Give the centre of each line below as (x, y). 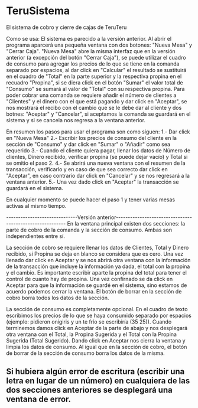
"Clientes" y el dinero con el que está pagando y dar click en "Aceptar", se (97, 101)
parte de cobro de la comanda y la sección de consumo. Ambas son (89, 230)
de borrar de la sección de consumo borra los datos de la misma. (85, 353)
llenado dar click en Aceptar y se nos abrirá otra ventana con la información (98, 260)
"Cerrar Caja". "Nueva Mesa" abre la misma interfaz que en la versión (91, 51)
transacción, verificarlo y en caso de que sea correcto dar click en (87, 169)
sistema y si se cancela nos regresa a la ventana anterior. (76, 120)
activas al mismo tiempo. (36, 205)
